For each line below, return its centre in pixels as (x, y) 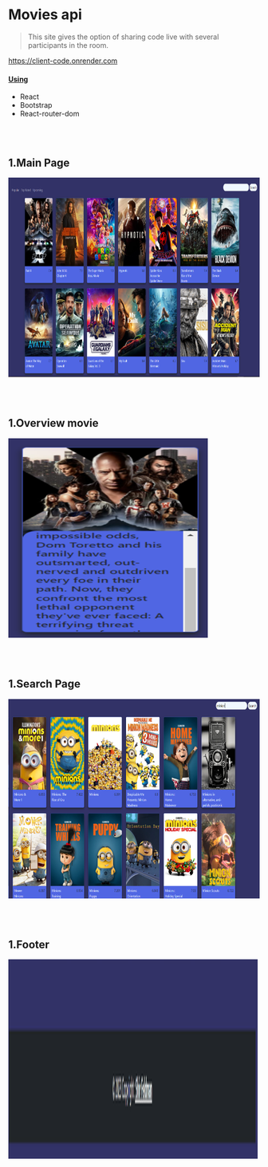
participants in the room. (68, 45)
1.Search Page (45, 684)
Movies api (45, 15)
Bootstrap (36, 105)
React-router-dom (49, 114)
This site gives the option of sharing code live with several (123, 37)
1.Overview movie (53, 423)
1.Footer (29, 944)
